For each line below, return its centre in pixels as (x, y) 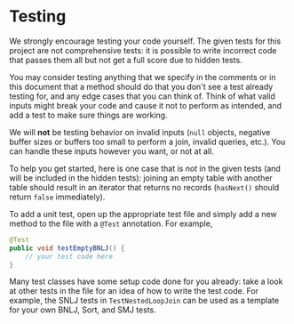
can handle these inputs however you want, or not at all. (112, 151)
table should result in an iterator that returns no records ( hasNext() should (144, 187)
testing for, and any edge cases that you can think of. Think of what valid (142, 96)
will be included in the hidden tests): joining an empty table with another (141, 178)
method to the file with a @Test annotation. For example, (111, 223)
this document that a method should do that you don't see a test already (141, 86)
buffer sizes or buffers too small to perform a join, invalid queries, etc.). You (147, 142)
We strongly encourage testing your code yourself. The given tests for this (145, 41)
